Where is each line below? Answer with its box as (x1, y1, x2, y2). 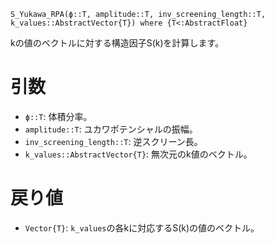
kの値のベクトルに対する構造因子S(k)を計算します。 (10, 37, 225, 49)
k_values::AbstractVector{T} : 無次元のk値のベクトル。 (24, 148, 253, 160)
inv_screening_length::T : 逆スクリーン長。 (24, 135, 203, 147)
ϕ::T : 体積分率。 (24, 110, 93, 122)
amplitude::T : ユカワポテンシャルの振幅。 (24, 123, 198, 135)
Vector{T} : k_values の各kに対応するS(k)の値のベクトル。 (24, 221, 260, 234)
